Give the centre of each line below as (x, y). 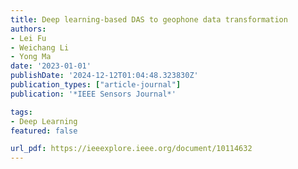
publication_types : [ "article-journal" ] (96, 85)
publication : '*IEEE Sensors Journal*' (93, 94)
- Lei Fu (28, 38)
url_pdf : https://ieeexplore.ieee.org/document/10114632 (131, 149)
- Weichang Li (40, 47)
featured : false (44, 131)
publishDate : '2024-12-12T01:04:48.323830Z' (104, 76)
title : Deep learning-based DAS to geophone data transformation (149, 19)
